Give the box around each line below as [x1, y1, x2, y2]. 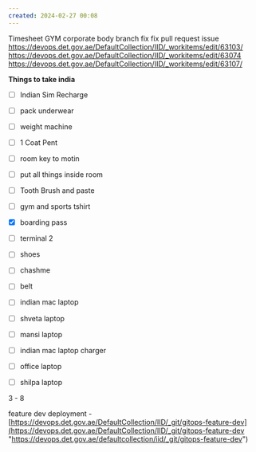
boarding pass [19, 218, 68, 227]
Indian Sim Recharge [19, 89, 89, 100]
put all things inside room [19, 169, 104, 179]
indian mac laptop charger [19, 345, 106, 355]
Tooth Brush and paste [19, 186, 95, 195]
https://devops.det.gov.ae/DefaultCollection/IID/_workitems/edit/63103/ [8, 41, 243, 52]
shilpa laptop [19, 377, 62, 387]
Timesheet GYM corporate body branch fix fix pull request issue [8, 33, 219, 43]
